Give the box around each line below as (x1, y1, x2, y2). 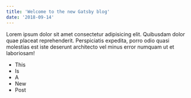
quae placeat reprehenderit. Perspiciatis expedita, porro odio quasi (6, 37, 170, 44)
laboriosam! (6, 49, 35, 56)
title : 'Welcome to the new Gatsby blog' (6, 8, 110, 15)
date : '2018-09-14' (6, 14, 55, 20)
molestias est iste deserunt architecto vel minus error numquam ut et (6, 43, 174, 50)
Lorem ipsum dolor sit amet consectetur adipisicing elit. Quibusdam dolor (6, 30, 186, 37)
